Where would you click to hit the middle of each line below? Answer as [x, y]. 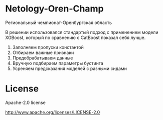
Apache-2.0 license [26, 102]
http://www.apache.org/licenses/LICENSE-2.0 [53, 112]
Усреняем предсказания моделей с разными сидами [69, 68]
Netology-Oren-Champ [54, 9]
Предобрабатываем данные [43, 57]
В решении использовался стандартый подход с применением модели [82, 32]
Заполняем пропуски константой [48, 47]
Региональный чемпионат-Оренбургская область [58, 22]
